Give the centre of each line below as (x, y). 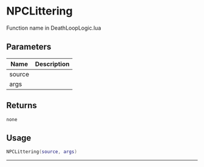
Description (52, 64)
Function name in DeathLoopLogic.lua (54, 28)
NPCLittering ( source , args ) (42, 152)
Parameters (29, 47)
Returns (22, 106)
